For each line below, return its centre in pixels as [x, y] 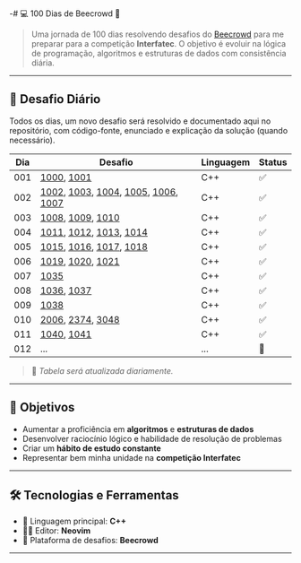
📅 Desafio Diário [55, 99]
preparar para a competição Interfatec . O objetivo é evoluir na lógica [159, 43]
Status [273, 162]
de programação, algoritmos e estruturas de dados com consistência [159, 53]
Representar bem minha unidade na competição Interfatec [132, 457]
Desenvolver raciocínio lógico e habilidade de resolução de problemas [152, 438]
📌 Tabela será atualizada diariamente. [102, 370]
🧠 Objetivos [42, 407]
